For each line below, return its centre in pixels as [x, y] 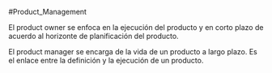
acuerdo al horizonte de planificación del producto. [94, 36]
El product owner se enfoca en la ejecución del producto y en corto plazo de [136, 27]
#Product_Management [48, 12]
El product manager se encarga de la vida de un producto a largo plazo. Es [133, 52]
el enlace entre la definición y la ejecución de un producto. [106, 60]
